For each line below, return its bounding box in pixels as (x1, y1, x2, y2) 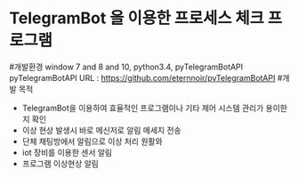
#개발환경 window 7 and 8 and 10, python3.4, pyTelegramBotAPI (9, 61, 244, 72)
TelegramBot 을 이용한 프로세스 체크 (9, 8, 265, 28)
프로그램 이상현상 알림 (21, 157, 100, 169)
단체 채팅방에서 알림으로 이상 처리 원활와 (21, 135, 163, 147)
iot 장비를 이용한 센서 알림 (21, 147, 113, 157)
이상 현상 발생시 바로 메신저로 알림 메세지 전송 (21, 125, 181, 135)
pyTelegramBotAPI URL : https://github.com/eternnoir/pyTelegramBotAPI (9, 72, 276, 83)
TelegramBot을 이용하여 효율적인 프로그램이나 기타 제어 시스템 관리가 (21, 102, 264, 113)
